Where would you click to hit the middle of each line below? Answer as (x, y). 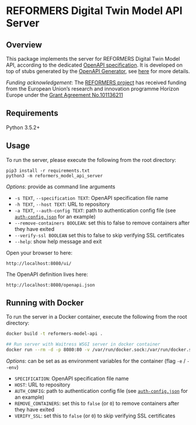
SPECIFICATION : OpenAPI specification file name (72, 379)
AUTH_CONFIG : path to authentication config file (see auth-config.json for (101, 391)
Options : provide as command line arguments (61, 186)
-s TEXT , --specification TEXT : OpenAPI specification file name (91, 198)
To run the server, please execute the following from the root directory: (91, 160)
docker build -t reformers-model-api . (55, 334)
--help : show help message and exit (58, 241)
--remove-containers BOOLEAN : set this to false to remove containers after (102, 223)
